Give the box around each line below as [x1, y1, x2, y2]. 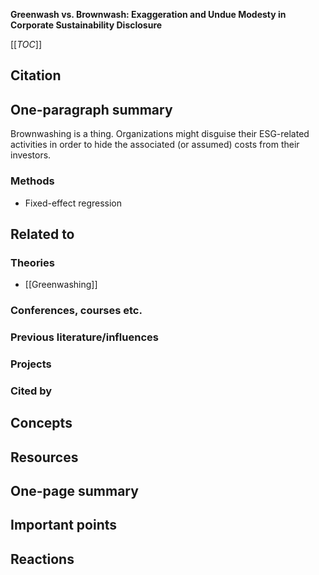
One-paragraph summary [10, 101, 173, 118]
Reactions [10, 550, 75, 568]
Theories [10, 255, 55, 269]
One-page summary [10, 483, 139, 500]
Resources [10, 449, 79, 466]
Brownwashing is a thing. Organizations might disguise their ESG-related [10, 128, 310, 140]
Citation [10, 67, 62, 84]
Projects [10, 357, 52, 371]
